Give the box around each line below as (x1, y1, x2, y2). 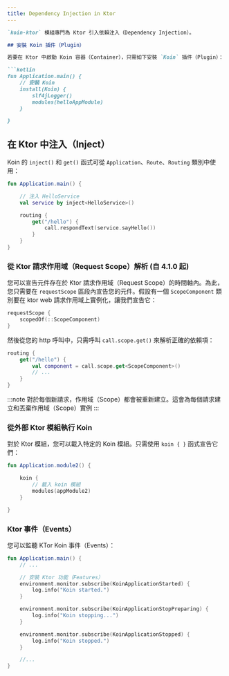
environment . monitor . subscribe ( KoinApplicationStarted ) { (19, 580, 190, 588)
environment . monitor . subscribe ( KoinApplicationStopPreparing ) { (19, 605, 209, 612)
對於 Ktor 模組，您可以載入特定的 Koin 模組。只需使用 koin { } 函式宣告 (7, 440, 212, 448)
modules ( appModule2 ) (32, 488, 91, 495)
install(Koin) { (19, 86, 67, 93)
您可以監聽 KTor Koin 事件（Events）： (7, 541, 116, 550)
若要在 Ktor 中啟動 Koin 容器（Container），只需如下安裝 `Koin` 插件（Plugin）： (7, 54, 224, 61)
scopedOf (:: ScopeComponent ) (19, 316, 100, 323)
